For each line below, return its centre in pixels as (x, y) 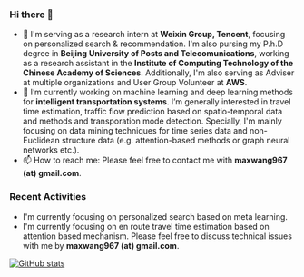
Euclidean (41, 141)
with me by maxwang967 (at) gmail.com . (101, 245)
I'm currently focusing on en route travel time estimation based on (146, 226)
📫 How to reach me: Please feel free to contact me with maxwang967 (155, 160)
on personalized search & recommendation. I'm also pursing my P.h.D (153, 44)
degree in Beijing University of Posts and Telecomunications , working (156, 54)
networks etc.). (51, 150)
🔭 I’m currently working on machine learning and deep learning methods (157, 92)
